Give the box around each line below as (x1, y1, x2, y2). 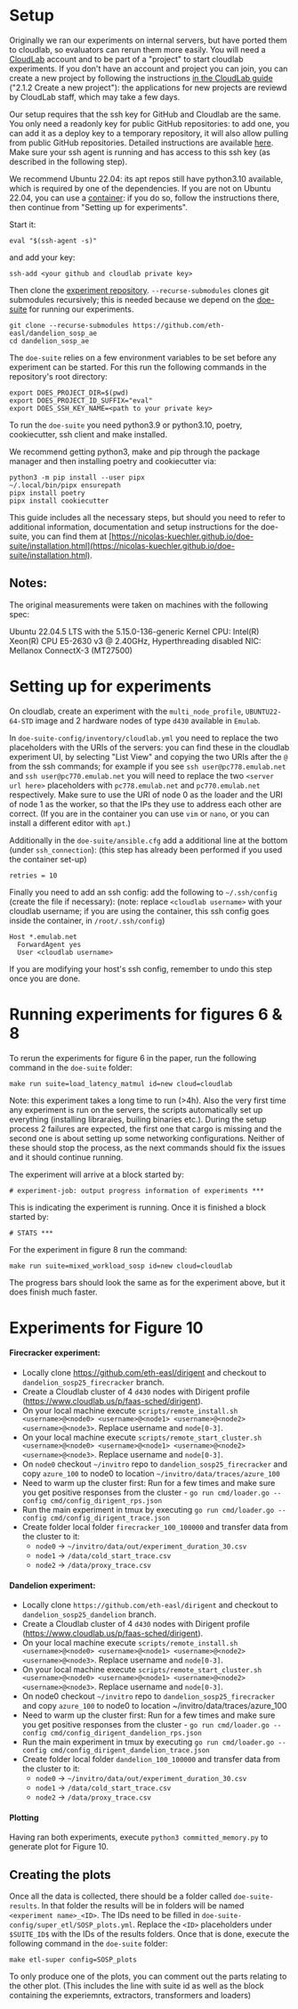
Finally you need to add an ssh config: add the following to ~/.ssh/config (9, 886, 278, 897)
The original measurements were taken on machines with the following (9, 599, 269, 610)
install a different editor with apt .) (9, 817, 132, 829)
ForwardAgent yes (17, 940, 82, 949)
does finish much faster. (9, 1286, 98, 1297)
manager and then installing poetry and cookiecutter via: (9, 455, 217, 466)
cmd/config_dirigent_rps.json (50, 1497, 163, 1506)
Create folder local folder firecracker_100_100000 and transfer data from (21, 1522, 289, 1532)
